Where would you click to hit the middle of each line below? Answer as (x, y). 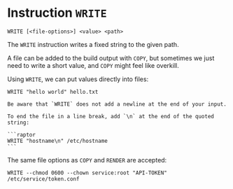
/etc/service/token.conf (43, 179)
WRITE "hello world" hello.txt (53, 92)
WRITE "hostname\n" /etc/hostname (58, 141)
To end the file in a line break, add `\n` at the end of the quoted (111, 116)
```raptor (22, 134)
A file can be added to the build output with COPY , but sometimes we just (111, 58)
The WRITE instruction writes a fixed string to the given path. (93, 44)
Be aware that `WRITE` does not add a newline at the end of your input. (117, 104)
